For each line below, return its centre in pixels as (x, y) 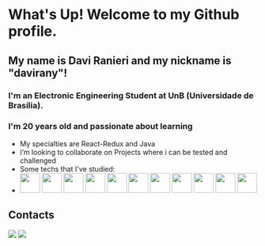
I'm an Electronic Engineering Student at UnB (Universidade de (131, 95)
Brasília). (26, 105)
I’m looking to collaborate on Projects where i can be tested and (123, 152)
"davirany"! (38, 73)
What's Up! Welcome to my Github (124, 15)
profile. (33, 31)
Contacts (32, 215)
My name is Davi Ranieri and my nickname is (120, 61)
